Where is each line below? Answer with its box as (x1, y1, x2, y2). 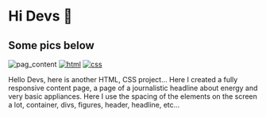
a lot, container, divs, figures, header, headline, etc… (8, 100, 180, 109)
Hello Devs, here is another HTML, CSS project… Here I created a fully (8, 75, 238, 84)
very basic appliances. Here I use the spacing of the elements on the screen (8, 92, 258, 101)
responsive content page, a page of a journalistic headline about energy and (8, 83, 258, 92)
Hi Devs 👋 (8, 7, 73, 25)
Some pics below (8, 39, 95, 52)
